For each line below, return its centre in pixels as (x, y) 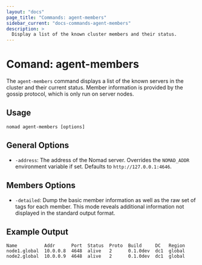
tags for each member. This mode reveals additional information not (99, 206)
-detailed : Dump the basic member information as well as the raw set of (105, 200)
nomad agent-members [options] (46, 127)
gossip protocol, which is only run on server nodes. (70, 94)
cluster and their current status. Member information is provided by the (95, 88)
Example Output (37, 231)
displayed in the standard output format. (65, 213)
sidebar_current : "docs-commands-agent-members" (69, 23)
